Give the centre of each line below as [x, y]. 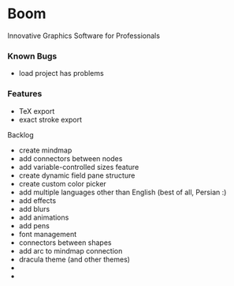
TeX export [37, 111]
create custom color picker [63, 183]
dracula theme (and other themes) [74, 259]
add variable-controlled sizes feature [79, 167]
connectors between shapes [65, 243]
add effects [37, 200]
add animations [44, 217]
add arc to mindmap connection [71, 250]
